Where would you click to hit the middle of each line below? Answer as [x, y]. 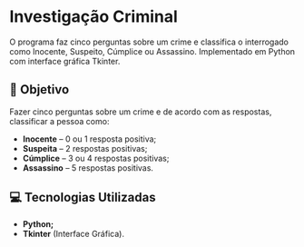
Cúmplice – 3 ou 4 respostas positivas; [96, 158]
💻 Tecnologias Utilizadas [83, 198]
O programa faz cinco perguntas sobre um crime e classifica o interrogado [149, 42]
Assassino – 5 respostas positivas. [88, 168]
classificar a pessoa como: [59, 121]
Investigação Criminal [94, 17]
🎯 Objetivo [39, 89]
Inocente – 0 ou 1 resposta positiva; [89, 139]
